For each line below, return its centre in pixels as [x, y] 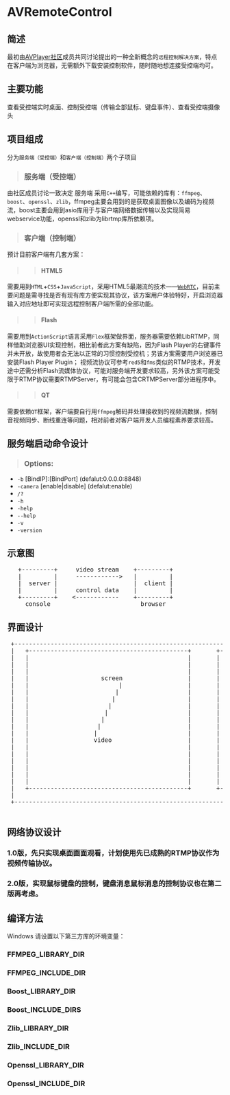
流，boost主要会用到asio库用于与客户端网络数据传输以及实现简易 [99, 210]
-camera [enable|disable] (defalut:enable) [75, 486]
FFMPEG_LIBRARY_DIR [46, 954]
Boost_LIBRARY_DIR [41, 991]
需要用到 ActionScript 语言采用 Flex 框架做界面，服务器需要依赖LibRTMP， [111, 336]
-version [29, 530]
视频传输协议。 [32, 863]
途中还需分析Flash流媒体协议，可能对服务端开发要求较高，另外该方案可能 [111, 370]
